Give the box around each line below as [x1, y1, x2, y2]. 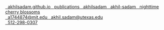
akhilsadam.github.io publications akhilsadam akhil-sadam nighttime [7, 4, 159, 9]
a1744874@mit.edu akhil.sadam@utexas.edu [7, 14, 103, 20]
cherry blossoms [5, 9, 40, 15]
